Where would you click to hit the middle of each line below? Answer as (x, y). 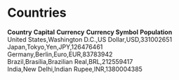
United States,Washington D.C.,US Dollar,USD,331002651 (90, 39)
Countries (37, 13)
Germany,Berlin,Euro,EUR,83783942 (60, 54)
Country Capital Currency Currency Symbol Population (90, 32)
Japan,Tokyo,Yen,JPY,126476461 (55, 47)
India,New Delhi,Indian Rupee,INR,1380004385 (75, 69)
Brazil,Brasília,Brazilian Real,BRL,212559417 (70, 61)
